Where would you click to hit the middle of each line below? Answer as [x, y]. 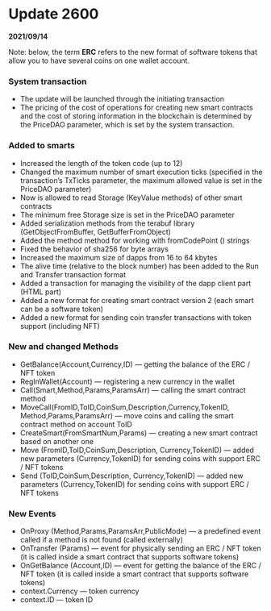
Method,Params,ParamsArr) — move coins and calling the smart [127, 415]
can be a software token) [61, 309]
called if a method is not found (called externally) [102, 540]
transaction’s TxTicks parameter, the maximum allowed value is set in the [141, 180]
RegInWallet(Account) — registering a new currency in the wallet [127, 381]
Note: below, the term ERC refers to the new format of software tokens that [133, 52]
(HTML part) [41, 292]
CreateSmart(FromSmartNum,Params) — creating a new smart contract [139, 433]
